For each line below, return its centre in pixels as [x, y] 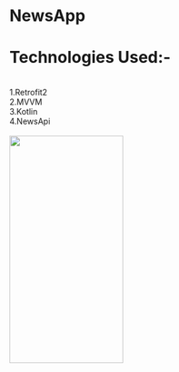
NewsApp [48, 16]
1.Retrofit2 [29, 93]
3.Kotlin [24, 112]
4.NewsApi [30, 121]
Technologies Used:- [90, 58]
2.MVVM [26, 102]
